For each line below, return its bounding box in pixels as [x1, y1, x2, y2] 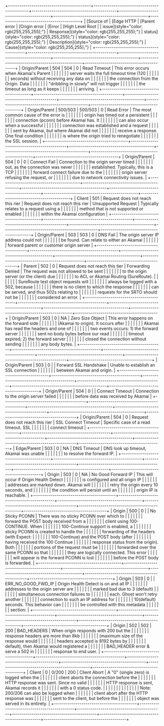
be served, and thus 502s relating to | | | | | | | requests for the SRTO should [5, 289, 158, 295]
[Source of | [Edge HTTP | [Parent [86, 18, 155, 24]
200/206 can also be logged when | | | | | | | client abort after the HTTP [5, 690, 148, 696]
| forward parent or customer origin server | [5, 242, 93, 248]
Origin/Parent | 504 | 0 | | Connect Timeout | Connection [45, 388, 159, 394]
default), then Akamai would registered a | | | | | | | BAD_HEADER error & [5, 643, 150, 649]
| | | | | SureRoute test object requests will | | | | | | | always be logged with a [5, 279, 157, 284]
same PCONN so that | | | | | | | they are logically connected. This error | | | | [5, 550, 158, 555]
